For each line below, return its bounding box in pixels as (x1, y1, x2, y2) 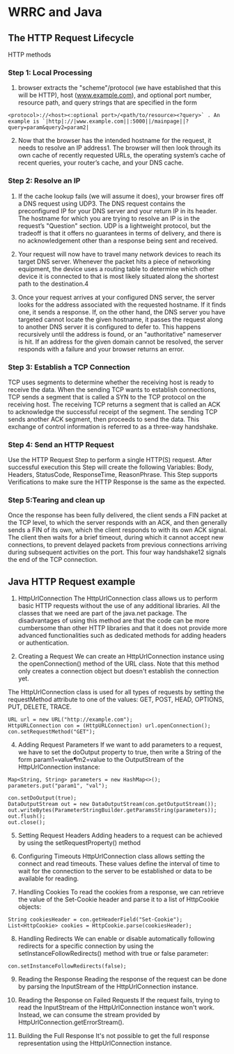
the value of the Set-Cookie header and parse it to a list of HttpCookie (17, 895, 219, 903)
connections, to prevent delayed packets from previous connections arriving (8, 541, 227, 549)
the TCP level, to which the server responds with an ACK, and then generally (8, 519, 228, 527)
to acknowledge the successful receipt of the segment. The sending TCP (8, 407, 218, 415)
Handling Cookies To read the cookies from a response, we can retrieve (17, 888, 225, 896)
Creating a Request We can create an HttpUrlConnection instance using (17, 652, 225, 661)
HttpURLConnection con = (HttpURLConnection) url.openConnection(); (8, 722, 211, 729)
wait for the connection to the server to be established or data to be (17, 867, 212, 876)
